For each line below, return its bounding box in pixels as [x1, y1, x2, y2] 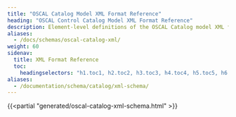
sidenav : [7, 50, 33, 57]
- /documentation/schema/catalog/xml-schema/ [13, 82, 150, 90]
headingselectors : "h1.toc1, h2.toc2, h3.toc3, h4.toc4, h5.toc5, [20, 69, 218, 76]
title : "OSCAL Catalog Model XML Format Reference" [7, 10, 162, 18]
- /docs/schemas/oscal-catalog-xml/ [13, 37, 121, 44]
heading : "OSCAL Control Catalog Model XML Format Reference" [7, 17, 193, 24]
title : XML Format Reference [13, 56, 99, 63]
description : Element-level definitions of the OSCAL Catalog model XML [7, 23, 225, 30]
